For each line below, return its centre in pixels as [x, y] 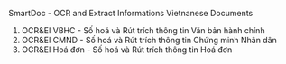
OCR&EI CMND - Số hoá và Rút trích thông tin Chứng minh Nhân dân [149, 40]
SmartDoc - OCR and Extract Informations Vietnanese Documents [131, 13]
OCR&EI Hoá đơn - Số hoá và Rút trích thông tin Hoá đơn [127, 50]
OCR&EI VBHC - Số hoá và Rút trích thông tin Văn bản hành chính [143, 30]
